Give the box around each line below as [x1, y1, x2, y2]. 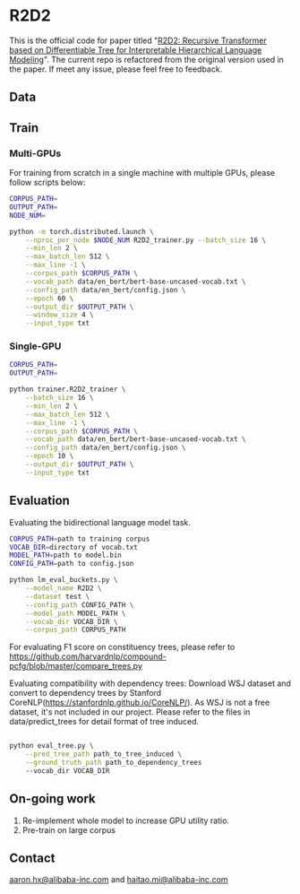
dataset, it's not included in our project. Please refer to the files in [9, 707, 251, 717]
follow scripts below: [9, 177, 86, 188]
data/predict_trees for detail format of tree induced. [9, 716, 200, 727]
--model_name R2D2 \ [25, 584, 102, 593]
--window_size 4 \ [25, 310, 94, 319]
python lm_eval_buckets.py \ [9, 576, 118, 585]
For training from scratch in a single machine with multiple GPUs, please [9, 168, 276, 178]
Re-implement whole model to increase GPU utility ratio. [21, 815, 230, 826]
